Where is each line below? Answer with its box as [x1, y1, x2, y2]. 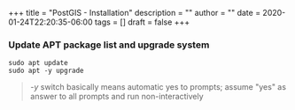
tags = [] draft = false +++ [94, 17, 190, 27]
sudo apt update [8, 59, 68, 68]
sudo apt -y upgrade [8, 66, 85, 76]
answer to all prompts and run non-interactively [29, 92, 205, 102]
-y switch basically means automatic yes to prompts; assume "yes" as [29, 82, 287, 92]
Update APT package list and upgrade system [8, 39, 210, 51]
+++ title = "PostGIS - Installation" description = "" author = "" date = [8, 8, 261, 18]
